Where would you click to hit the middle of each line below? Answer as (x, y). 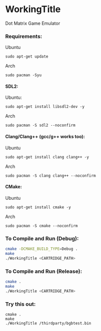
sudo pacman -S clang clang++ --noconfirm (50, 176)
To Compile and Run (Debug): (42, 238)
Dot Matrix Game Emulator (33, 23)
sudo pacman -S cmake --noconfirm (42, 226)
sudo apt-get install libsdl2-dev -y (45, 107)
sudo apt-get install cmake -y (38, 207)
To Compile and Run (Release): (44, 271)
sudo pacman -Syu (23, 75)
